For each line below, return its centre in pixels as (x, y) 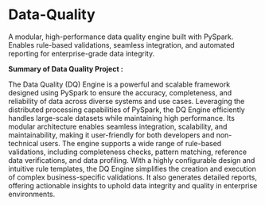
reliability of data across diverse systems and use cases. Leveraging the (127, 101)
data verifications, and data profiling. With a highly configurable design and (132, 160)
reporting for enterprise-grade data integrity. (82, 53)
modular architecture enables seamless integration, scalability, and (118, 126)
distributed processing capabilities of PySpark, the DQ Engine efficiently (127, 110)
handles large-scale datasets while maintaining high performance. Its (121, 118)
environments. (32, 194)
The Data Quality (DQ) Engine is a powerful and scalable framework (119, 84)
